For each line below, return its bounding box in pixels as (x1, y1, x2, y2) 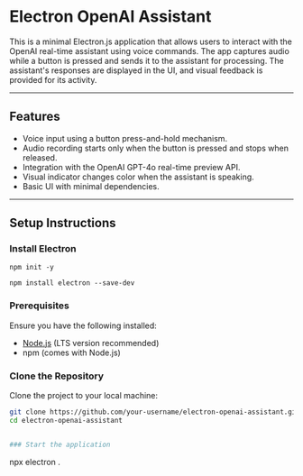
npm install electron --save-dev (9, 279, 135, 288)
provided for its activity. (9, 74, 97, 85)
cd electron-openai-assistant (9, 416, 124, 425)
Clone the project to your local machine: (9, 390, 159, 401)
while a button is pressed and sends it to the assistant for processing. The (9, 55, 284, 66)
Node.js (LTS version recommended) (22, 337, 160, 348)
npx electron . (9, 456, 61, 467)
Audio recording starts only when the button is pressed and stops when (22, 142, 289, 153)
